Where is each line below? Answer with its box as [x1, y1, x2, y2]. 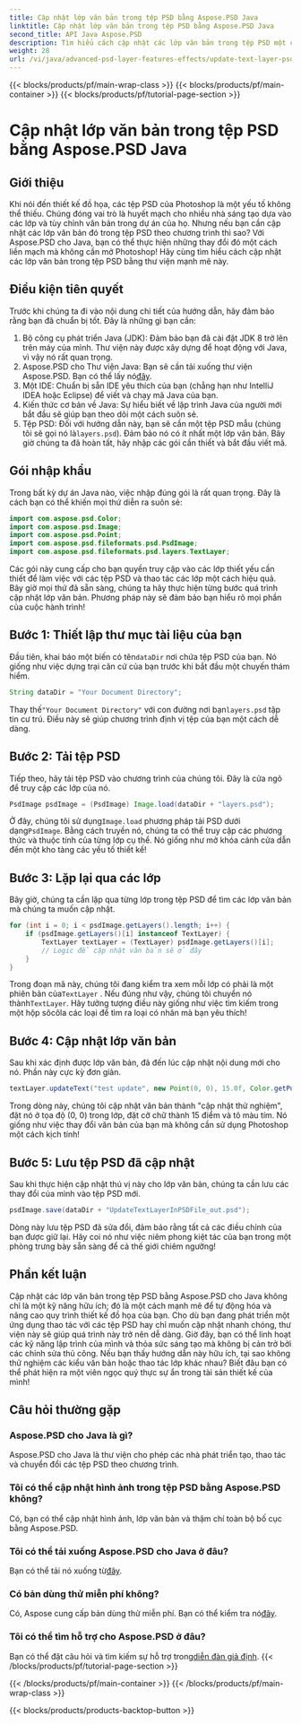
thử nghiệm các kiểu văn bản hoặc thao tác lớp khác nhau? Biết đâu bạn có [9, 1357, 288, 1368]
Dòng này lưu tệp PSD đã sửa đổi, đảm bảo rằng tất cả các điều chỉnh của [9, 1221, 282, 1233]
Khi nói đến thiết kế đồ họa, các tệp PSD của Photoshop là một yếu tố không [9, 199, 291, 209]
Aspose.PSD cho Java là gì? [9, 1429, 133, 1442]
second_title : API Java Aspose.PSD [9, 30, 142, 39]
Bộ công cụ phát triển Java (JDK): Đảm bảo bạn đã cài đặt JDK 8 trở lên [21, 333, 288, 343]
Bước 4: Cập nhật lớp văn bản [9, 1033, 176, 1049]
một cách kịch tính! [9, 1129, 81, 1139]
